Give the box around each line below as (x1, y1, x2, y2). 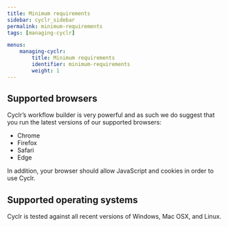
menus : (7, 42, 26, 49)
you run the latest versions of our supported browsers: (7, 118, 162, 127)
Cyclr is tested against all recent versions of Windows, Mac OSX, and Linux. (7, 213, 222, 221)
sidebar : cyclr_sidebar (7, 17, 76, 23)
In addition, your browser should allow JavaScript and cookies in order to (7, 166, 214, 175)
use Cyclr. (7, 174, 36, 182)
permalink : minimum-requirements (7, 23, 103, 30)
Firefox (16, 139, 38, 147)
